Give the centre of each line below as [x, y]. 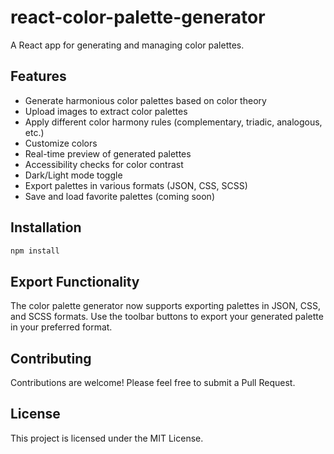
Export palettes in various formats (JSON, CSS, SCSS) [136, 185]
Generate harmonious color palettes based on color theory [145, 100]
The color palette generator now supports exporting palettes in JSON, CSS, [166, 306]
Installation [46, 227]
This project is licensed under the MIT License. [107, 438]
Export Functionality [75, 281]
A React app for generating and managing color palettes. [127, 45]
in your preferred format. [61, 327]
